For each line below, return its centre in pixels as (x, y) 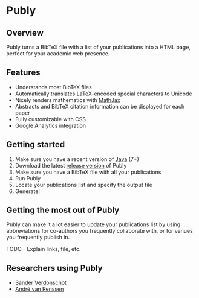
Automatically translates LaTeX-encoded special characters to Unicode (103, 94)
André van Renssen (39, 289)
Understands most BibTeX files (53, 87)
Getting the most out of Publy (63, 210)
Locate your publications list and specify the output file (83, 185)
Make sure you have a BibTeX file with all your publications (88, 172)
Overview (25, 33)
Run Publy (28, 178)
